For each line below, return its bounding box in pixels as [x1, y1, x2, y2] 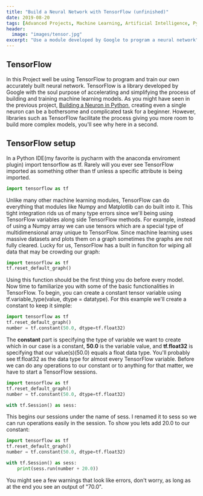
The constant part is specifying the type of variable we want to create [6, 336, 181, 343]
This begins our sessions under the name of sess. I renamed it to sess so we [6, 413, 197, 420]
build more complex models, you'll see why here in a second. [6, 121, 159, 128]
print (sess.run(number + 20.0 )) [17, 465, 98, 472]
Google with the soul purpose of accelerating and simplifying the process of [6, 89, 196, 96]
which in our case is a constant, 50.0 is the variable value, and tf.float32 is [6, 342, 193, 349]
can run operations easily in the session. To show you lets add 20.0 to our [6, 420, 190, 427]
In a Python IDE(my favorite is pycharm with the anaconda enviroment [6, 154, 180, 161]
